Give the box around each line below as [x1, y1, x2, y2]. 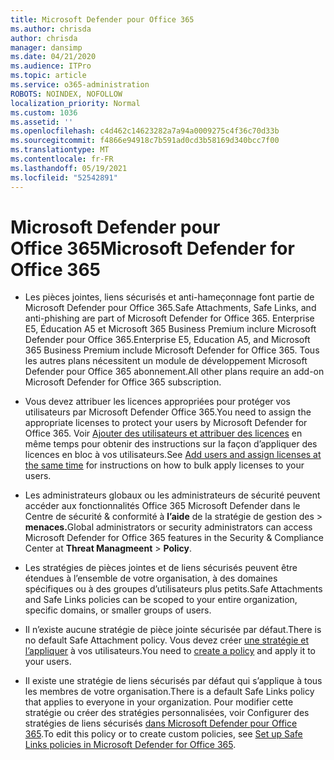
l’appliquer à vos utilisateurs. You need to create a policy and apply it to [24, 645, 316, 657]
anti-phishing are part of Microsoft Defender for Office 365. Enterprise [24, 312, 315, 325]
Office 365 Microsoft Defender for [10, 237, 295, 260]
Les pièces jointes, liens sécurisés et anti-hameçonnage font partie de [24, 291, 315, 303]
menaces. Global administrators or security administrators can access [24, 521, 313, 533]
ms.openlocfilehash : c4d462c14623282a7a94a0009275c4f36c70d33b [10, 126, 280, 136]
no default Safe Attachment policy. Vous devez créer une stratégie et [24, 634, 310, 646]
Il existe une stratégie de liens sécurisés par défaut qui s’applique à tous [24, 675, 323, 687]
